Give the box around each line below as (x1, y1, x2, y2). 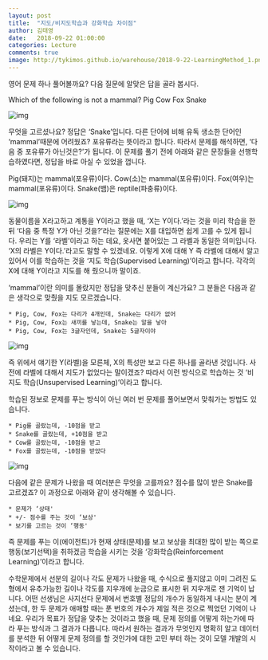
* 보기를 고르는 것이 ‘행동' (8, 521, 89, 530)
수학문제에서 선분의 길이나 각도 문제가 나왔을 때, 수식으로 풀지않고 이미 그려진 (8, 573, 249, 583)
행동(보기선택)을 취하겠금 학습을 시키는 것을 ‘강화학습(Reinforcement (8, 547, 224, 556)
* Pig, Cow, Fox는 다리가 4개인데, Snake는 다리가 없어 (8, 310, 176, 318)
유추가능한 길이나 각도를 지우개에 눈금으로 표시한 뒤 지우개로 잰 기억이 (29, 583, 247, 593)
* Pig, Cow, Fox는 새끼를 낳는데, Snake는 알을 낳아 (8, 318, 167, 327)
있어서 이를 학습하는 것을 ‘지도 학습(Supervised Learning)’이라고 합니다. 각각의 (8, 256, 256, 265)
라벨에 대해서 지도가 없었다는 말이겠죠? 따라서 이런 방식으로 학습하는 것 (22, 367, 244, 377)
